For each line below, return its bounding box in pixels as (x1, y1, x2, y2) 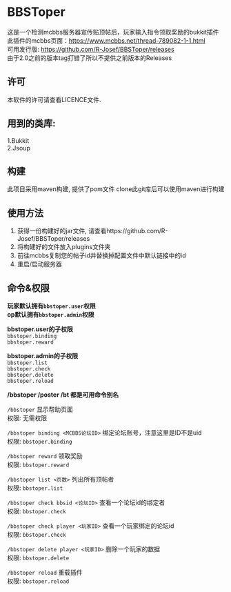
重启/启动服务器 (17, 260, 62, 268)
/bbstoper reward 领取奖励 (7, 452, 83, 460)
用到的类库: (7, 118, 57, 130)
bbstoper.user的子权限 (7, 325, 74, 333)
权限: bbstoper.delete (7, 553, 70, 562)
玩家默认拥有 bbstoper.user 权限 (7, 302, 97, 310)
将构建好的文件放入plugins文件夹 (17, 243, 111, 251)
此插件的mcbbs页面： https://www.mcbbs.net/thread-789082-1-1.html (7, 36, 205, 45)
